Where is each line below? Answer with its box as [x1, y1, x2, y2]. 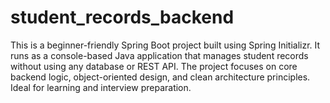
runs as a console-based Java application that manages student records [10, 49, 309, 61]
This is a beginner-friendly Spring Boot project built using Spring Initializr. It [10, 39, 321, 51]
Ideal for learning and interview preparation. [10, 81, 192, 93]
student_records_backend [10, 6, 235, 29]
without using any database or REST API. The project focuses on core [10, 60, 298, 72]
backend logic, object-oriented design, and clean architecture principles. [10, 71, 311, 83]
